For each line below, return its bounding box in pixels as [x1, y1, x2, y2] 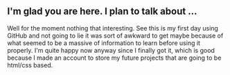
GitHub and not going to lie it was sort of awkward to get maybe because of [7, 31, 224, 40]
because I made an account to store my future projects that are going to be [7, 53, 222, 62]
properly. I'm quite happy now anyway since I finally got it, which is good [7, 46, 215, 54]
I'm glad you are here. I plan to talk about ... [7, 6, 197, 17]
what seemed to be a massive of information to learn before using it [7, 38, 201, 47]
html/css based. [7, 60, 53, 69]
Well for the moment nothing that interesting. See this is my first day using [7, 24, 218, 32]
